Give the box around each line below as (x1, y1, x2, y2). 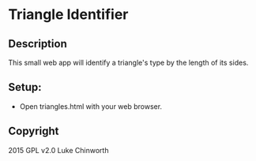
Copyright (8, 125, 59, 138)
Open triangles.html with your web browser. (19, 101, 163, 111)
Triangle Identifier (8, 6, 129, 24)
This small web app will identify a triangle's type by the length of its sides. (8, 58, 249, 67)
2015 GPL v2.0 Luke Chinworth (8, 145, 109, 155)
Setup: (8, 80, 42, 94)
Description (8, 37, 67, 51)
